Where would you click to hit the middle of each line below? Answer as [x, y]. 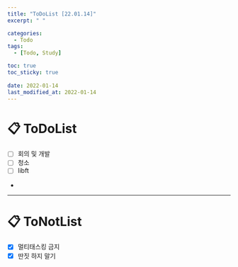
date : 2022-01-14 [33, 86]
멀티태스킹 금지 [39, 247]
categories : [25, 33]
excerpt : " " [27, 21]
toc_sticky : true [33, 72]
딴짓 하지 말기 [36, 256]
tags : [15, 47]
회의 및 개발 [34, 154]
